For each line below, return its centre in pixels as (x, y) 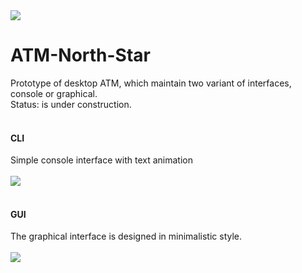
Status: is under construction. (71, 104)
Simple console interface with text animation (101, 160)
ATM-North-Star (80, 55)
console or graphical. (54, 93)
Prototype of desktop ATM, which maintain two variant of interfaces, (151, 83)
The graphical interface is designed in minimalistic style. (126, 236)
